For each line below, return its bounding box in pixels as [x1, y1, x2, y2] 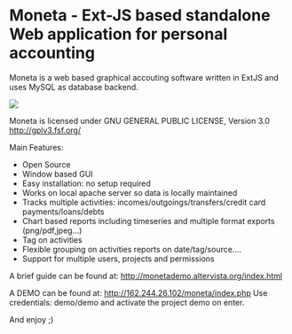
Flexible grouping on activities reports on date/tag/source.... [21, 244, 242, 254]
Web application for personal [9, 24, 228, 44]
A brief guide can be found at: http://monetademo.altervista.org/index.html [9, 270, 282, 281]
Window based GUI [21, 168, 93, 179]
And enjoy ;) [9, 314, 54, 324]
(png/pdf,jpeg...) [21, 225, 83, 236]
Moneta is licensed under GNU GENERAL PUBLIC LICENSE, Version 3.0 [9, 115, 271, 126]
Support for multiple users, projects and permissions [21, 253, 215, 264]
